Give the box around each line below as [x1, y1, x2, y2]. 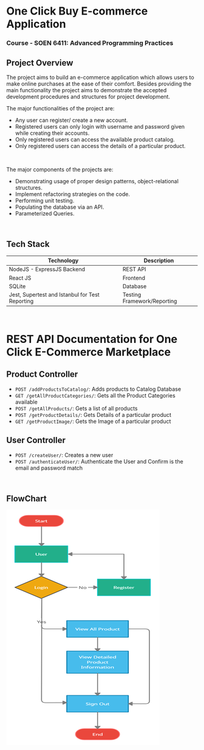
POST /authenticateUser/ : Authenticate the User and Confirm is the [15, 458, 183, 465]
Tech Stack [6, 239, 50, 249]
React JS [8, 274, 32, 282]
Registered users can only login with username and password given [15, 123, 185, 130]
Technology [47, 257, 79, 265]
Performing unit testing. [15, 197, 75, 204]
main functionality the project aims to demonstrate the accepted [6, 86, 167, 93]
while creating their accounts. [15, 129, 90, 137]
